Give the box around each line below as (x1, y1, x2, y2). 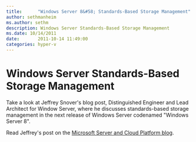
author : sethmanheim (6, 14, 57, 20)
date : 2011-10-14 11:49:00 (6, 36, 88, 42)
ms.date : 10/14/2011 (6, 31, 57, 37)
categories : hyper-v (6, 42, 57, 48)
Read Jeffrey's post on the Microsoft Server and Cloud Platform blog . (6, 129, 174, 136)
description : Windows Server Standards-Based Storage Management (6, 25, 170, 31)
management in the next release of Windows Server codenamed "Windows (6, 111, 189, 118)
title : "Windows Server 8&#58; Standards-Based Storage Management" (6, 8, 191, 15)
